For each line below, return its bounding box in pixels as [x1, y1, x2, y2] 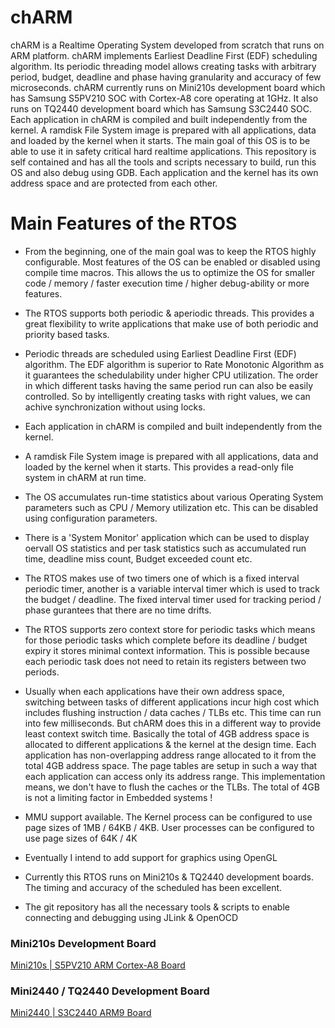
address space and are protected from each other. [10, 177, 218, 189]
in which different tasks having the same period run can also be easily [24, 379, 314, 391]
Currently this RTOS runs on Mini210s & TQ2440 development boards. [24, 871, 315, 883]
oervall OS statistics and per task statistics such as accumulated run [24, 542, 307, 554]
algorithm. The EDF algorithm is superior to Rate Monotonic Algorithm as [24, 358, 325, 370]
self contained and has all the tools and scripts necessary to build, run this [10, 156, 317, 168]
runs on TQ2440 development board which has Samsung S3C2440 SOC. [10, 102, 312, 115]
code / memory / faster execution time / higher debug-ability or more [24, 277, 310, 289]
